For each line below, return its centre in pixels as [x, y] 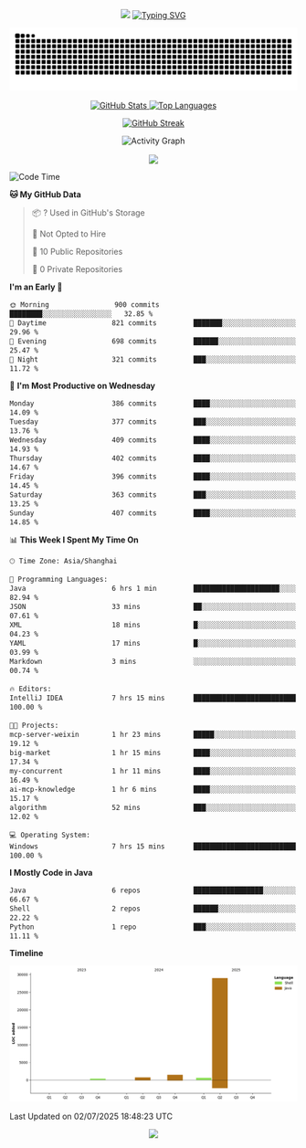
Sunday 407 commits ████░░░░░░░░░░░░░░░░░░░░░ [153, 513]
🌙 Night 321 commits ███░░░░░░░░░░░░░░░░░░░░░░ [153, 359]
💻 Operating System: [50, 835]
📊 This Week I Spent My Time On [74, 540]
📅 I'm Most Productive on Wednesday [82, 385]
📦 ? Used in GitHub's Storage [89, 212]
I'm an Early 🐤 [36, 287]
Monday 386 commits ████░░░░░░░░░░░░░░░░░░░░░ [153, 403]
